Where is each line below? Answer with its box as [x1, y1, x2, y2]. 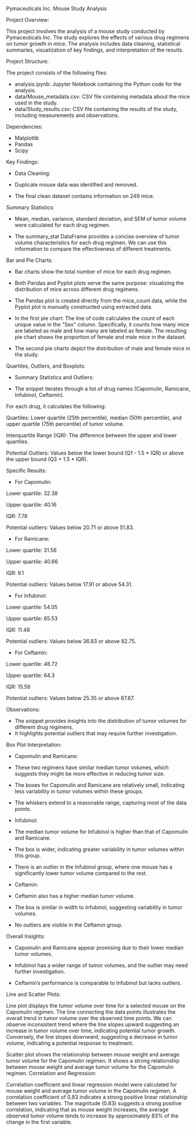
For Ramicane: [14, 536, 50, 542]
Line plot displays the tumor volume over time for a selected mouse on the [6, 1002, 186, 1009]
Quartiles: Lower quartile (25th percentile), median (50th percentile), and [6, 414, 182, 421]
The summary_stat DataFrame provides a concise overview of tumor [14, 233, 180, 240]
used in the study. [14, 99, 58, 106]
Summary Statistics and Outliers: [14, 374, 94, 381]
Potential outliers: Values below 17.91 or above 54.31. [6, 581, 133, 588]
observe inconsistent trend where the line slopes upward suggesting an [6, 1021, 180, 1028]
